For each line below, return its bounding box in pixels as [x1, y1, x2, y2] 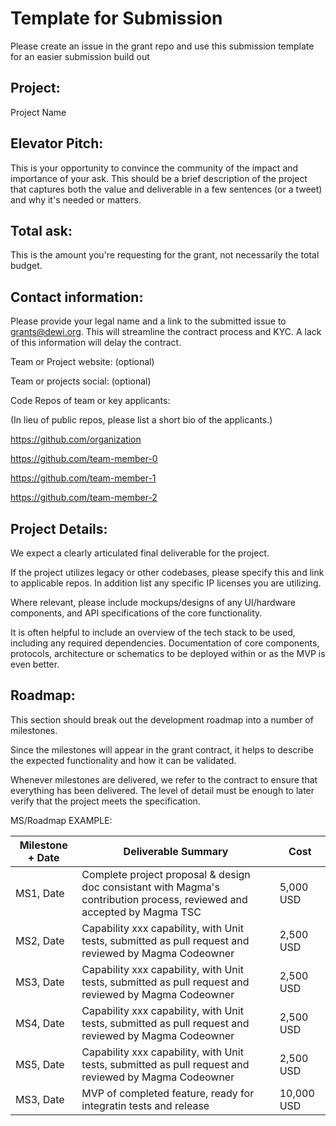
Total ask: [10, 222, 73, 239]
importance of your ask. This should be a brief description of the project [10, 172, 308, 184]
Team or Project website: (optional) [10, 356, 155, 368]
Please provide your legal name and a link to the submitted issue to [10, 315, 287, 327]
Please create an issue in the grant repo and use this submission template [10, 40, 315, 52]
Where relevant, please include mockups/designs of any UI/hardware [10, 597, 297, 608]
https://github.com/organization [10, 433, 142, 446]
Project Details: [10, 520, 108, 537]
